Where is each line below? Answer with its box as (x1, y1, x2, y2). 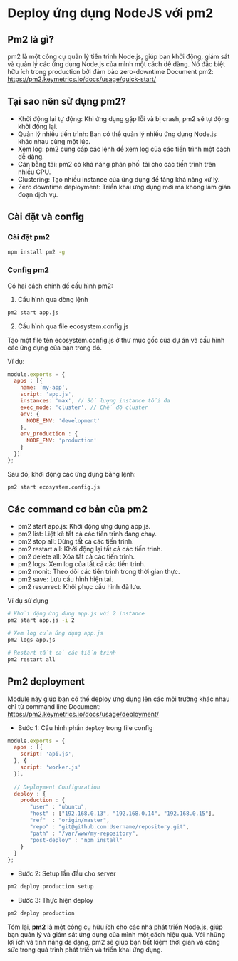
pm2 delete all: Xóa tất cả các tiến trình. (17, 552, 135, 561)
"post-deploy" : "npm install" (29, 836, 123, 843)
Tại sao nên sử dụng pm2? (7, 95, 127, 108)
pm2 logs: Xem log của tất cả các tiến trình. (17, 560, 146, 568)
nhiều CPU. (17, 167, 51, 176)
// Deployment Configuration (14, 784, 100, 791)
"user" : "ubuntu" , (29, 804, 88, 811)
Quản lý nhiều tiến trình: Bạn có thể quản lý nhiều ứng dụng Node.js (17, 130, 217, 138)
